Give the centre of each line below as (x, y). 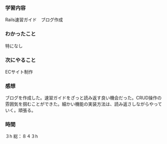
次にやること (21, 60)
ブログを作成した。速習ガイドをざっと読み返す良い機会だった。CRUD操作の (83, 98)
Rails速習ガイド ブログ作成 (34, 20)
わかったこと (21, 34)
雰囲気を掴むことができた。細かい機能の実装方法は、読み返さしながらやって (84, 104)
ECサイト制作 (19, 71)
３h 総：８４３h (22, 136)
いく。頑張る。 (20, 110)
